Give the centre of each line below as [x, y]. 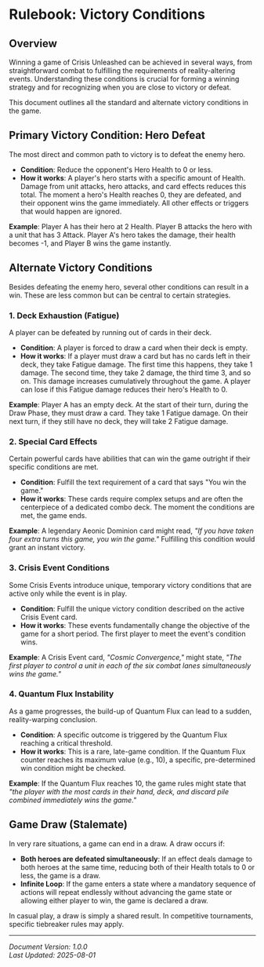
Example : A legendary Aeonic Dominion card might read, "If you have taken [131, 531]
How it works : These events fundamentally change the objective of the [135, 625]
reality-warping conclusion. [53, 719]
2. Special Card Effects [53, 441]
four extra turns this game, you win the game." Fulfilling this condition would [132, 539]
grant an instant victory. [47, 548]
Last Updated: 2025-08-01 [52, 954]
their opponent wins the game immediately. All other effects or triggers [134, 203]
